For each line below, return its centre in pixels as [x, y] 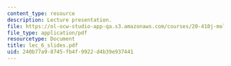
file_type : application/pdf [47, 33]
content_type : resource [41, 13]
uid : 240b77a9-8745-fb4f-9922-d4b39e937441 [70, 52]
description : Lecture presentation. [59, 20]
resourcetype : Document [41, 39]
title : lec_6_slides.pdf [43, 45]
